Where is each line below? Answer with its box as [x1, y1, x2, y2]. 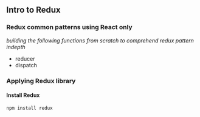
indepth [6, 43, 26, 50]
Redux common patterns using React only [6, 23, 133, 32]
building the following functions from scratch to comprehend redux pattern [6, 36, 195, 44]
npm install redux [6, 105, 53, 111]
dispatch [15, 61, 38, 69]
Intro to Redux [6, 5, 61, 15]
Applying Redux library [6, 76, 76, 85]
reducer [15, 55, 35, 62]
